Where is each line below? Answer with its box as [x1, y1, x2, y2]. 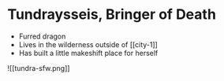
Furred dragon [18, 31, 66, 41]
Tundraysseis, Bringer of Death [7, 6, 216, 24]
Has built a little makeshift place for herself [18, 48, 159, 57]
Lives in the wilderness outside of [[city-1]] [18, 39, 159, 49]
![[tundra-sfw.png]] [7, 63, 70, 72]
